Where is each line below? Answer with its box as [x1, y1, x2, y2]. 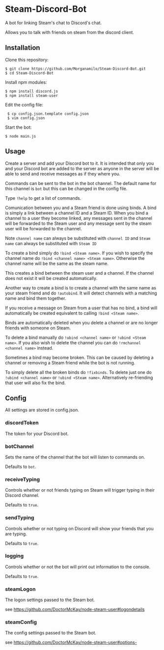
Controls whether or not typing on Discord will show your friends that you [5, 525, 154, 531]
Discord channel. [5, 492, 40, 499]
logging [5, 552, 24, 559]
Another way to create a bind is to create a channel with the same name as [5, 285, 156, 290]
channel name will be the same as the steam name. [5, 260, 109, 266]
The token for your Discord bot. [5, 431, 69, 436]
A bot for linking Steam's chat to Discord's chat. [5, 20, 102, 26]
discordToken [5, 419, 39, 426]
